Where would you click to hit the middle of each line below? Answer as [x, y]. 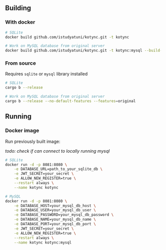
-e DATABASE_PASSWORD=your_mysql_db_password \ [64, 215]
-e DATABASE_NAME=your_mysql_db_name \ [55, 219]
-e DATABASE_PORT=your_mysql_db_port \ [55, 224]
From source [21, 63]
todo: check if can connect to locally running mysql [58, 151]
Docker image [22, 130]
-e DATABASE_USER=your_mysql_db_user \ [55, 210]
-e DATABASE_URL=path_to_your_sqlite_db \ [58, 169]
